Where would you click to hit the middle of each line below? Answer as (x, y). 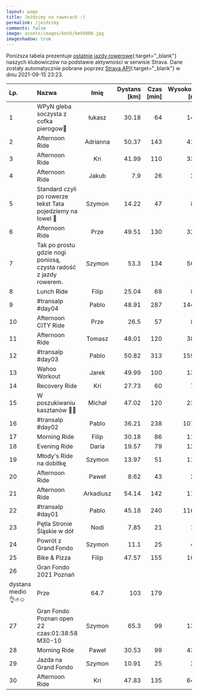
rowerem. (50, 282)
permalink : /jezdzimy (33, 22)
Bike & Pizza (54, 558)
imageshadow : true (29, 39)
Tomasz (98, 339)
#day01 (48, 514)
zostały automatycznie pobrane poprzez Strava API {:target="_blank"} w (93, 68)
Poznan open (55, 618)
